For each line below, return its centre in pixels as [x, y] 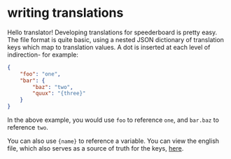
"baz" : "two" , [53, 87]
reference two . [28, 127]
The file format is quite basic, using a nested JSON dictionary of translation [115, 39]
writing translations [65, 13]
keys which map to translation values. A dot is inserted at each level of [109, 47]
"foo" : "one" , [40, 74]
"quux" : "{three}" [59, 94]
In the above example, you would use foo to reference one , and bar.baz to [113, 120]
